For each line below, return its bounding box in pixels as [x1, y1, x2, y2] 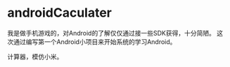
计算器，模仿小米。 [7, 52, 63, 61]
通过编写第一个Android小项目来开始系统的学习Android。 [13, 37, 177, 46]
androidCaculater [7, 5, 113, 21]
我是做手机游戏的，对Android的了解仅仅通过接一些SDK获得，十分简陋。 [7, 29, 216, 37]
